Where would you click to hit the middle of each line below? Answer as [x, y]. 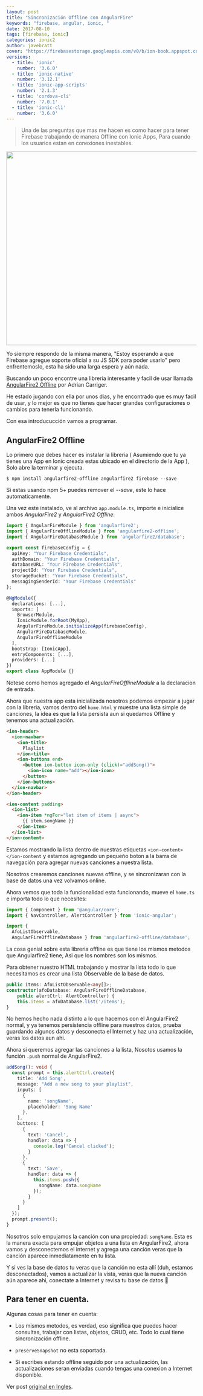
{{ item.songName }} [48, 821]
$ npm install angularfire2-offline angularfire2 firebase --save [92, 479]
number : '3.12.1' [39, 79]
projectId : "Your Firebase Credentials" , [65, 570]
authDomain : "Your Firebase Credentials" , [66, 559]
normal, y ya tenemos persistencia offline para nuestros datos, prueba [94, 1025]
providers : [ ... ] [34, 660]
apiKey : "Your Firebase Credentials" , [61, 553]
